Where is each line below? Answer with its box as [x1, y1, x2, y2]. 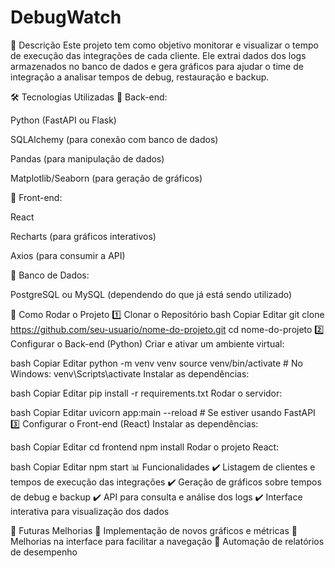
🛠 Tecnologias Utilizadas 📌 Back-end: [10, 91, 168, 103]
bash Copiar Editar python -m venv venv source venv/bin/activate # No [10, 357, 303, 369]
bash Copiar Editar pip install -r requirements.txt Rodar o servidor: [10, 387, 283, 399]
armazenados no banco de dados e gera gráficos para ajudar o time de [10, 60, 304, 72]
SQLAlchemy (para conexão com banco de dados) [10, 133, 219, 145]
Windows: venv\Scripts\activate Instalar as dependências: [10, 367, 250, 380]
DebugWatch [10, 6, 122, 29]
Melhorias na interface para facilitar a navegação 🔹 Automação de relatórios [10, 535, 325, 547]
